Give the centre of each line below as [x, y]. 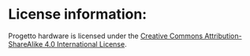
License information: [78, 14]
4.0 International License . [86, 44]
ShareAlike [26, 44]
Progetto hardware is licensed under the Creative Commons [106, 36]
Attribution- [223, 36]
